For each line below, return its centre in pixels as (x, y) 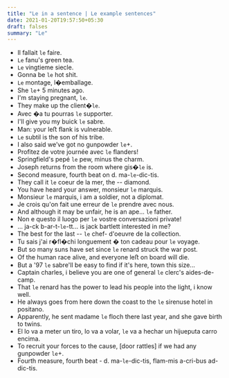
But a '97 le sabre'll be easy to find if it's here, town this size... (106, 265)
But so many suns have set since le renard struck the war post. (108, 250)
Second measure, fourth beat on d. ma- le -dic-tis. (88, 175)
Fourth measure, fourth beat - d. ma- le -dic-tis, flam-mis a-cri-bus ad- (118, 361)
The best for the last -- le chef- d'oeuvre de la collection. (99, 234)
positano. (30, 309)
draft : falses (28, 26)
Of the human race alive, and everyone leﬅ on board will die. (103, 257)
